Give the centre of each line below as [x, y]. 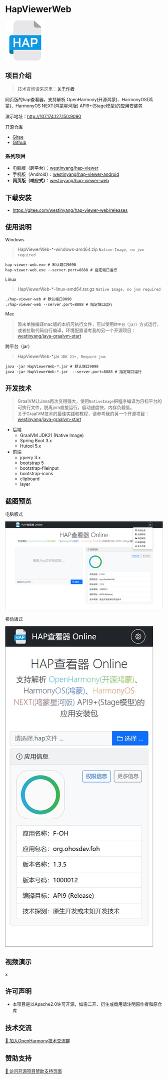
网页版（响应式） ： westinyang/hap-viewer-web [60, 181]
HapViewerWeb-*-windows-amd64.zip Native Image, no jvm [80, 249]
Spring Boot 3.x [36, 441]
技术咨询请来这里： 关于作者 [46, 89]
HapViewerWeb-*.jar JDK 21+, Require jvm [61, 356]
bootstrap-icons [36, 474]
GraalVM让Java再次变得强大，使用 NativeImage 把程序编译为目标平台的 [89, 401]
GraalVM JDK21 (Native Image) [52, 435]
